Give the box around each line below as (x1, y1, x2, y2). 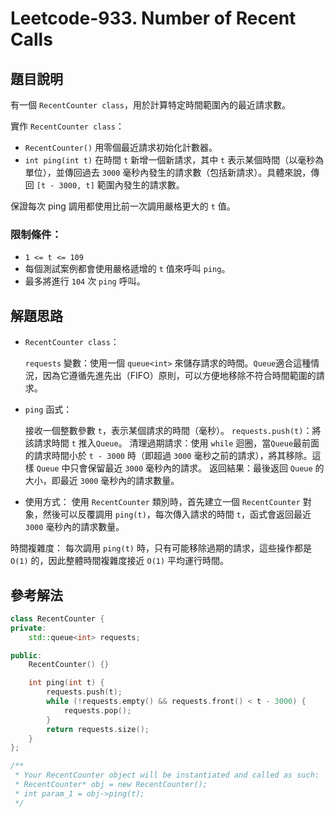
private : (10, 623, 47, 633)
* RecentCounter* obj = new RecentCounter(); (14, 780, 208, 790)
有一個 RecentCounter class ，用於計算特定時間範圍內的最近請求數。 (10, 99, 291, 111)
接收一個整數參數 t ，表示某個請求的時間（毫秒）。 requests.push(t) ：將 (24, 425, 322, 437)
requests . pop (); (63, 705, 132, 716)
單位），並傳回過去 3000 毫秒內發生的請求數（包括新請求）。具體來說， (24, 167, 312, 178)
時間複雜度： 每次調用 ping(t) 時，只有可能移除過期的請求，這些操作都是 (10, 542, 312, 554)
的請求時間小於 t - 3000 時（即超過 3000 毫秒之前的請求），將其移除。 (24, 450, 313, 462)
